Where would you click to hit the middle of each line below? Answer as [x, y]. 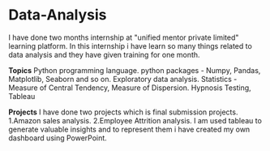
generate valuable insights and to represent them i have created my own [129, 129]
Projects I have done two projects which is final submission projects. [123, 112]
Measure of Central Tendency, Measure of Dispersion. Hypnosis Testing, [130, 88]
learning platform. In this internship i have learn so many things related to [131, 45]
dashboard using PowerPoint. [58, 138]
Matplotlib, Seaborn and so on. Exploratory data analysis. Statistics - [123, 79]
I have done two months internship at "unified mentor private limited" [124, 37]
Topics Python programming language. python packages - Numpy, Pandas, [135, 70]
